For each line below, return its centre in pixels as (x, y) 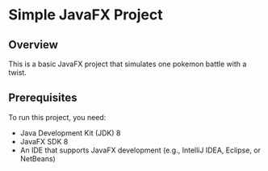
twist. (17, 73)
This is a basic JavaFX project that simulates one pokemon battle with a (128, 64)
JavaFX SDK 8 (44, 141)
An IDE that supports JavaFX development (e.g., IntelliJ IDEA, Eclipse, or (140, 150)
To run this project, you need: (57, 117)
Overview (33, 45)
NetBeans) (38, 158)
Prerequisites (43, 98)
